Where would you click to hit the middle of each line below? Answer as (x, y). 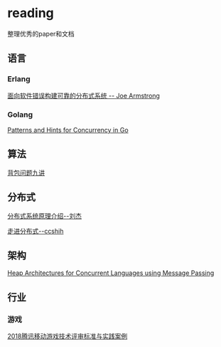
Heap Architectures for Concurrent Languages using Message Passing (111, 273)
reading (31, 13)
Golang (20, 114)
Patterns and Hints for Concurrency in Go (68, 130)
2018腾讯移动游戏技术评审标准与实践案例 (68, 336)
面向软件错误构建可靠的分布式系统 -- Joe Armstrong (83, 95)
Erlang (19, 79)
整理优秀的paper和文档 (41, 33)
